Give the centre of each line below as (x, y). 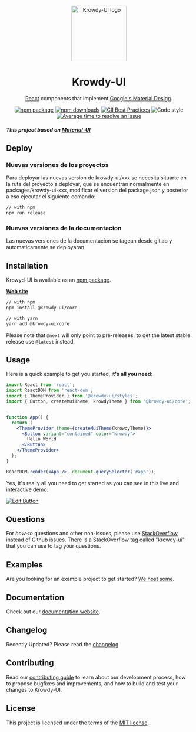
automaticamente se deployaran (45, 247)
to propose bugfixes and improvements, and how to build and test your (92, 683)
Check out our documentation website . (53, 612)
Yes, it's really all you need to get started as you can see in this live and (93, 483)
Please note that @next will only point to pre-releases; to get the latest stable (98, 335)
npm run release (26, 213)
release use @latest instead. (41, 341)
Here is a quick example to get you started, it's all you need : (79, 374)
